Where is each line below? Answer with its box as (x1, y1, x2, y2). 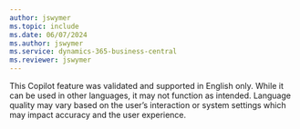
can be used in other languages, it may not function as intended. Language (9, 90, 292, 101)
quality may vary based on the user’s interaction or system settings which (9, 100, 286, 110)
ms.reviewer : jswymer (9, 55, 92, 64)
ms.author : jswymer (9, 38, 84, 48)
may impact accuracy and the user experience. (9, 110, 187, 120)
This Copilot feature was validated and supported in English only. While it (9, 81, 284, 91)
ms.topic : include (9, 22, 79, 31)
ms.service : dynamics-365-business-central (9, 47, 178, 56)
